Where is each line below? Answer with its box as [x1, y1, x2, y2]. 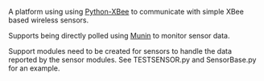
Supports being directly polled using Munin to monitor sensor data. [8, 31, 230, 40]
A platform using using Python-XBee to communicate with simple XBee [8, 7, 244, 16]
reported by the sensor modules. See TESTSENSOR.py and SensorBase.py [8, 55, 257, 64]
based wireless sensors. [8, 15, 89, 25]
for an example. [8, 63, 60, 73]
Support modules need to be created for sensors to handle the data [8, 47, 232, 55]
